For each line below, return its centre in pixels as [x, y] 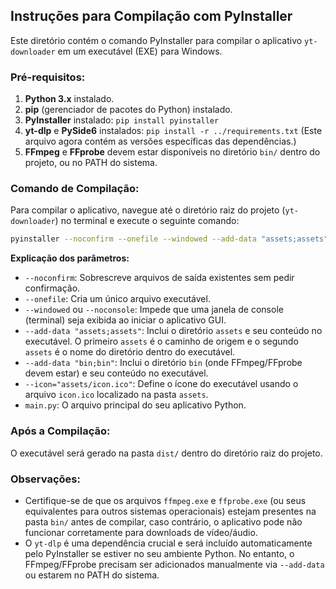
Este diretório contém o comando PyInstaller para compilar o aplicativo [156, 40]
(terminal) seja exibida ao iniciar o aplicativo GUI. [125, 320]
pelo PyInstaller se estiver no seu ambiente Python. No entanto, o [159, 553]
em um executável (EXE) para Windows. [140, 51]
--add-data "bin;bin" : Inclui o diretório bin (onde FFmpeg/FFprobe [163, 363]
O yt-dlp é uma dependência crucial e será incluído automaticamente [168, 543]
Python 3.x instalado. [69, 99]
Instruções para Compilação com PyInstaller [151, 16]
